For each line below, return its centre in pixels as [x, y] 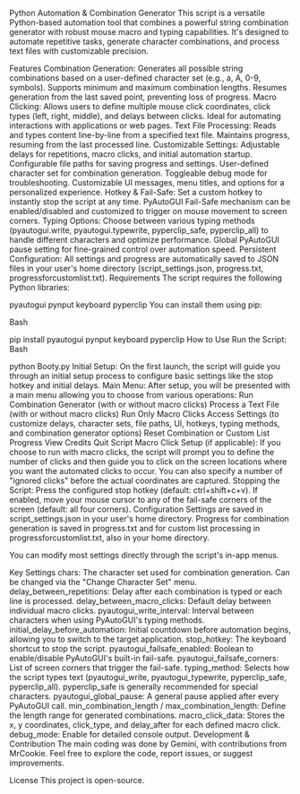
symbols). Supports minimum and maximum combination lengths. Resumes [148, 87]
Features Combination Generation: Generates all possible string [126, 68]
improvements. [37, 763]
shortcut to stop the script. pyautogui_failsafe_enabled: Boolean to [131, 648]
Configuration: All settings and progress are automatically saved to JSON [144, 259]
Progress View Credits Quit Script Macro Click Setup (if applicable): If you [145, 442]
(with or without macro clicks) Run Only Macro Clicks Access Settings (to [144, 414]
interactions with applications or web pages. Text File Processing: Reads [143, 125]
